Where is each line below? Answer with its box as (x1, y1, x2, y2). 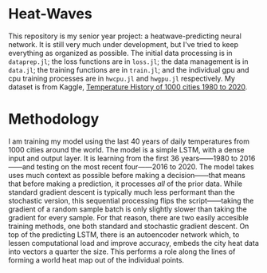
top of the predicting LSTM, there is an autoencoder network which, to (8, 229, 240, 239)
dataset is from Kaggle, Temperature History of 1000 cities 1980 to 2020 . (8, 81, 248, 92)
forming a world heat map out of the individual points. (8, 255, 185, 264)
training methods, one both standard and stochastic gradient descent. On (8, 221, 249, 231)
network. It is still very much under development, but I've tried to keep (8, 39, 239, 49)
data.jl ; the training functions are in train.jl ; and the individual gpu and (8, 65, 249, 74)
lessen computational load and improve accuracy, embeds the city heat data (8, 238, 259, 247)
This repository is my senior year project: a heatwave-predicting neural (8, 31, 241, 41)
